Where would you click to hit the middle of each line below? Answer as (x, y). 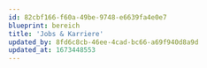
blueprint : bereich (44, 26)
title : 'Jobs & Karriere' (56, 34)
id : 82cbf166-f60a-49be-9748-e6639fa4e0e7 (88, 17)
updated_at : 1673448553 (52, 50)
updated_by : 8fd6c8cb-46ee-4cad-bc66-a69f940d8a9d (103, 42)
